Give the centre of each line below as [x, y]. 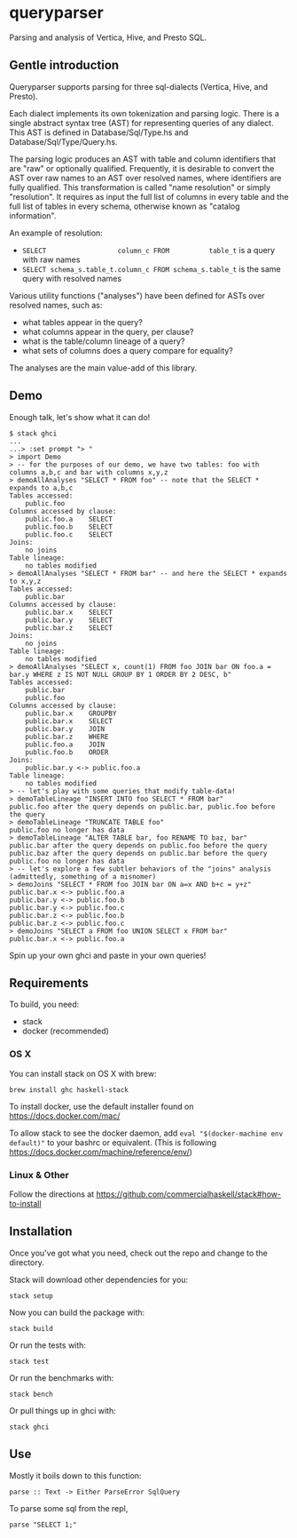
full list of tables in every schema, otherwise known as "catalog [125, 206]
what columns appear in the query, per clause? [108, 331]
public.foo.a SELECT [69, 519]
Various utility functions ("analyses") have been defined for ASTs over [137, 295]
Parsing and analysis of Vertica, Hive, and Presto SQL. [108, 37]
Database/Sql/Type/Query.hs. [63, 141]
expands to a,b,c [41, 488]
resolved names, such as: [56, 305]
